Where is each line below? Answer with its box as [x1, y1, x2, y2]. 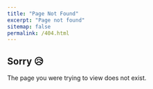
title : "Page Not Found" [7, 10, 79, 17]
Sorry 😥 [7, 55, 44, 67]
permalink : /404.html [7, 29, 70, 37]
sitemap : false [7, 23, 51, 30]
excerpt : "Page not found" [7, 17, 85, 24]
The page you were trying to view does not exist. [7, 74, 147, 82]
